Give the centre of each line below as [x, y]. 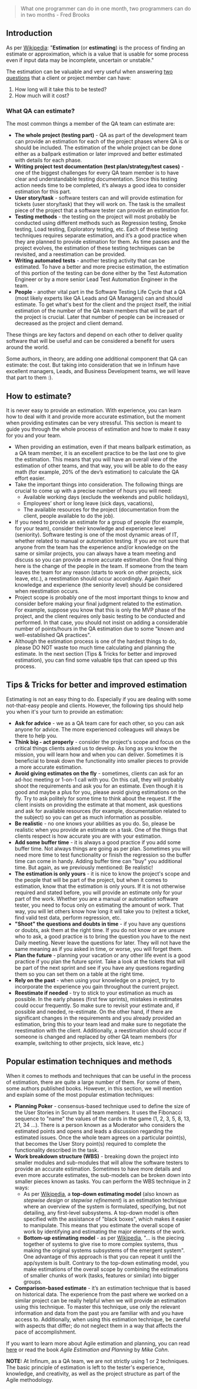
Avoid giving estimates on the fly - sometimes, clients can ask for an [99, 773]
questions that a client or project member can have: [69, 78]
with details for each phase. [48, 160]
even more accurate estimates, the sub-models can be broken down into [103, 1175]
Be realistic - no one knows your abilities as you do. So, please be [95, 823]
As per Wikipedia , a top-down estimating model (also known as [101, 1194]
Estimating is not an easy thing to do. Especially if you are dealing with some [99, 699]
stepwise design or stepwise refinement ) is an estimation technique [105, 1200]
